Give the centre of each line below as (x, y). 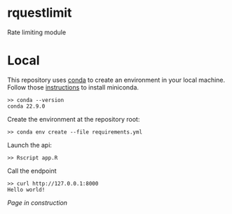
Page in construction (37, 202)
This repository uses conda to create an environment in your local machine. (116, 80)
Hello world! (26, 190)
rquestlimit (40, 13)
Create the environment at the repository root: (74, 119)
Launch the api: (30, 145)
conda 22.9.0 (26, 106)
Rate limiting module (37, 32)
